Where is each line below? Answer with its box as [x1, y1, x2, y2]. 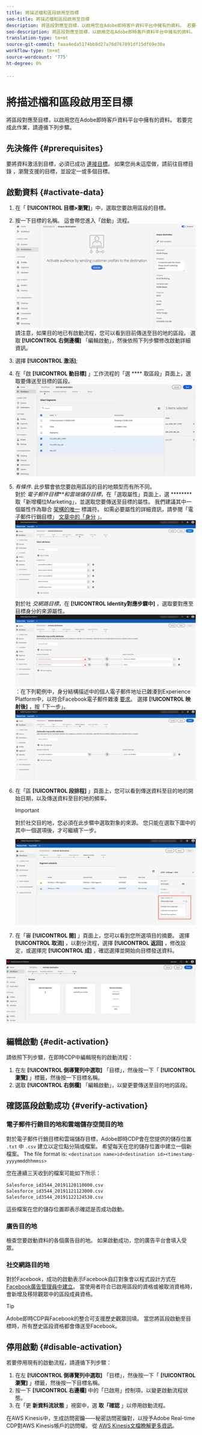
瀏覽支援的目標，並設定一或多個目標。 [17, 168, 113, 175]
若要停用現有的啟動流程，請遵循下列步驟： [6, 1359, 112, 1366]
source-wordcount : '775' [6, 54, 69, 60]
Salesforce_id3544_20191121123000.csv [6, 1188, 103, 1194]
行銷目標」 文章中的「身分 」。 [31, 513, 105, 520]
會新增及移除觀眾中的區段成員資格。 [6, 1291, 96, 1298]
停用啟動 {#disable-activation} [6, 1342, 123, 1352]
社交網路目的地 [6, 1261, 50, 1269]
